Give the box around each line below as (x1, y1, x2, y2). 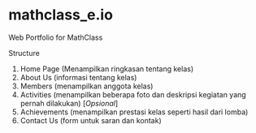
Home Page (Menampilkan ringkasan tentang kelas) (20, 63, 193, 74)
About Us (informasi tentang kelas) (20, 72, 137, 82)
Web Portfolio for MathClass (8, 32, 103, 42)
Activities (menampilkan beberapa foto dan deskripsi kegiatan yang (20, 89, 246, 99)
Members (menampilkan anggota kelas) (20, 81, 154, 91)
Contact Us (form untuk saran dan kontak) (20, 115, 163, 125)
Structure (8, 48, 41, 58)
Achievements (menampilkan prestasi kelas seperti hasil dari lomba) (20, 107, 249, 117)
